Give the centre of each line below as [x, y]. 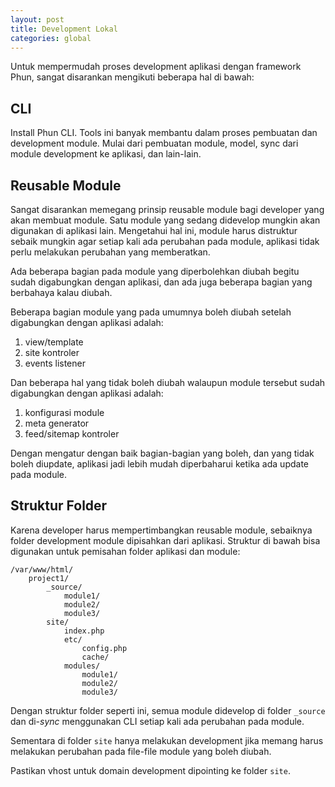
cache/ [95, 657]
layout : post [37, 19]
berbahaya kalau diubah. [61, 292]
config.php [104, 648]
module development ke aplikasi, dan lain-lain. [106, 154]
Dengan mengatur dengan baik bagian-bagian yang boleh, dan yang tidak [162, 453]
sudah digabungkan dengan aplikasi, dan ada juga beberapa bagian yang [161, 282]
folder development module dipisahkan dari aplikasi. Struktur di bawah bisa [165, 540]
